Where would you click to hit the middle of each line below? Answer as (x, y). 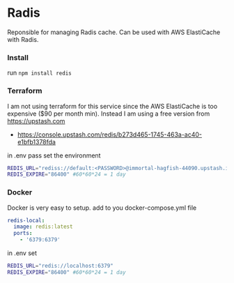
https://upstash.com (36, 121)
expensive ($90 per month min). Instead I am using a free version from (109, 114)
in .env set (22, 253)
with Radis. (23, 39)
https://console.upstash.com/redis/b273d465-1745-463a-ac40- (110, 135)
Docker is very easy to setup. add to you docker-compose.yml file (102, 208)
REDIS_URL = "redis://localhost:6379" (60, 266)
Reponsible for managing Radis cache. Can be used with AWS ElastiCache (114, 32)
